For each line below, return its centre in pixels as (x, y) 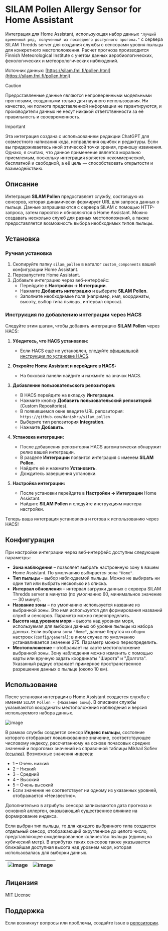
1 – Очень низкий (31, 764)
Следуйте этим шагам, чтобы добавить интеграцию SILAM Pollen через (82, 325)
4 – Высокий (26, 780)
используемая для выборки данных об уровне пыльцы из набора (83, 626)
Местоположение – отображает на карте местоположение (76, 647)
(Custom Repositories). (44, 406)
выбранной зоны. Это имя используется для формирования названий (88, 610)
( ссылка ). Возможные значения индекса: (49, 754)
